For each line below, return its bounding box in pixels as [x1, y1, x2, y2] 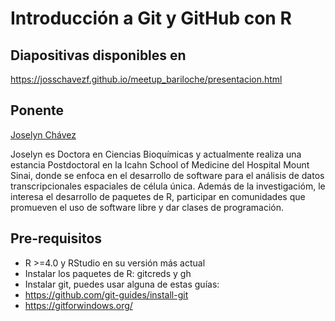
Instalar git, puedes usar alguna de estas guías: [24, 278, 220, 290]
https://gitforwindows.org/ [24, 299, 133, 311]
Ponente [10, 102, 64, 119]
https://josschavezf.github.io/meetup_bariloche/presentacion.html [10, 73, 283, 85]
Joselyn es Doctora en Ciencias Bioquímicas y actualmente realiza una [10, 148, 302, 160]
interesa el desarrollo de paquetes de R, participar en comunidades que [10, 190, 306, 202]
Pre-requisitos [10, 230, 103, 247]
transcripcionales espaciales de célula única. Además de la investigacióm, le [10, 180, 326, 192]
